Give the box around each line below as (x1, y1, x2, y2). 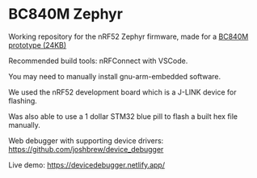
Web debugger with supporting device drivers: (8, 135, 164, 146)
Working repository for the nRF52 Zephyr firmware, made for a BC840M (8, 32, 249, 41)
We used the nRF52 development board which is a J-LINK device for (8, 87, 237, 97)
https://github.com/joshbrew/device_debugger (8, 144, 164, 154)
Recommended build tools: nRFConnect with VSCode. (8, 56, 188, 66)
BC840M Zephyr (8, 5, 124, 23)
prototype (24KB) (8, 40, 67, 49)
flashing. (8, 95, 38, 105)
